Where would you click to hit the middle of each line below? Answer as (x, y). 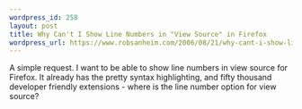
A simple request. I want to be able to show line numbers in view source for (149, 68)
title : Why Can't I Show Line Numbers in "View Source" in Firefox (138, 34)
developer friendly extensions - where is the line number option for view (143, 87)
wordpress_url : (38, 42)
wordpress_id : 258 (44, 17)
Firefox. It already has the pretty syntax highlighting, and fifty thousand (141, 78)
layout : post (34, 26)
